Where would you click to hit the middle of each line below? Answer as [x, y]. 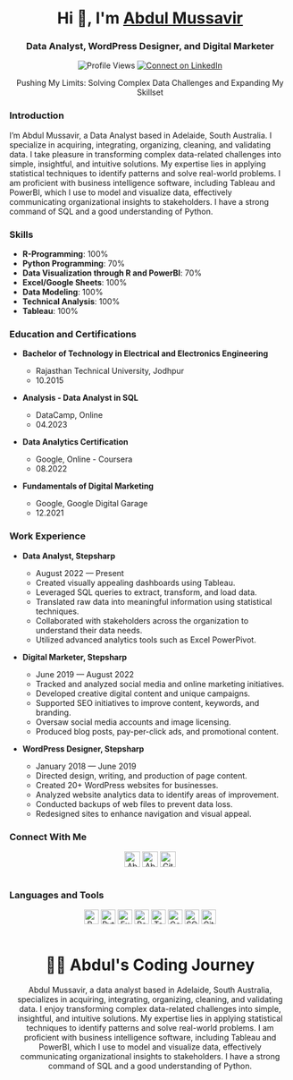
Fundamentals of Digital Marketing [88, 486]
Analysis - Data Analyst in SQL [80, 398]
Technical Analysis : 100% [71, 302]
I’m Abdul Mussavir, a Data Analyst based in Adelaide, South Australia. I [141, 135]
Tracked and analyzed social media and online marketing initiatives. [160, 684]
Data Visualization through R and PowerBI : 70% [112, 273]
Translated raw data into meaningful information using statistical [154, 601]
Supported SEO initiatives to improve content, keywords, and [147, 702]
